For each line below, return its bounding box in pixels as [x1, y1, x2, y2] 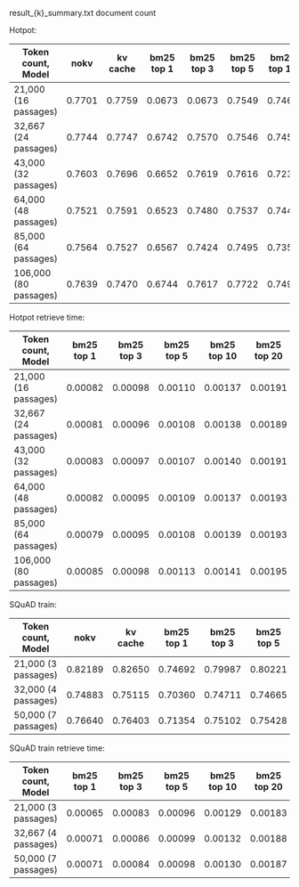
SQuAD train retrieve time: [9, 743, 105, 753]
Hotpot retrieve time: [9, 312, 85, 322]
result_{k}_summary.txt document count [9, 8, 157, 18]
